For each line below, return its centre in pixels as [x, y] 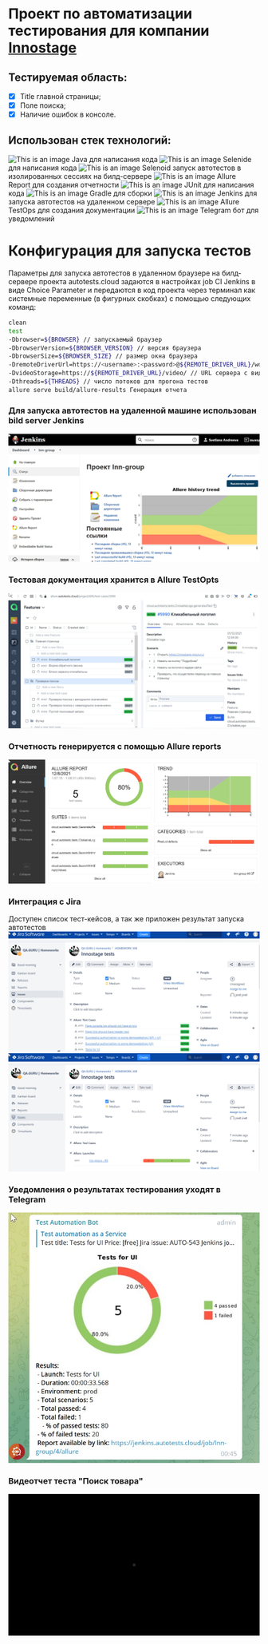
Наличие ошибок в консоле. [68, 115]
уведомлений [32, 219]
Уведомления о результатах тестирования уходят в [114, 1189]
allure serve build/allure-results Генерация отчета [98, 390]
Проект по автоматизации [100, 14]
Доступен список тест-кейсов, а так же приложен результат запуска [126, 919]
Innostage [43, 48]
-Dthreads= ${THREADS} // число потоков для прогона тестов [108, 382]
